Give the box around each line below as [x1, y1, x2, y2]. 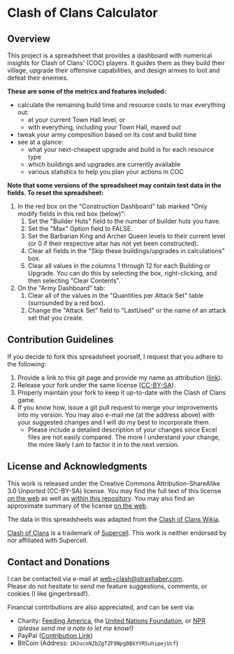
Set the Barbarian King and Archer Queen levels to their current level [27, 232, 226, 240]
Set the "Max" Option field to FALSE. [27, 225, 133, 232]
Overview [7, 33, 51, 45]
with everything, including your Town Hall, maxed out [27, 123, 182, 131]
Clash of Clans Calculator [7, 5, 159, 21]
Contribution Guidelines [7, 334, 114, 346]
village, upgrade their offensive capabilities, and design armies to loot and [7, 66, 220, 74]
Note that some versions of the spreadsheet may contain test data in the [7, 181, 221, 190]
